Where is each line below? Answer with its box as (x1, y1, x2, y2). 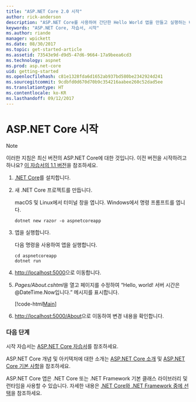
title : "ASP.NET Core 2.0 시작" (6, 8, 83, 15)
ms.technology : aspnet (6, 57, 61, 63)
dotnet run (14, 258, 41, 264)
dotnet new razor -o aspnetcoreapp (14, 217, 101, 224)
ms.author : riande (6, 30, 51, 36)
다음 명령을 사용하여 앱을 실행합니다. (14, 241, 97, 248)
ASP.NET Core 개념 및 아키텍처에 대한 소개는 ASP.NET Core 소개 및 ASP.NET (6, 355, 185, 362)
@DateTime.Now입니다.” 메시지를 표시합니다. (14, 289, 120, 296)
